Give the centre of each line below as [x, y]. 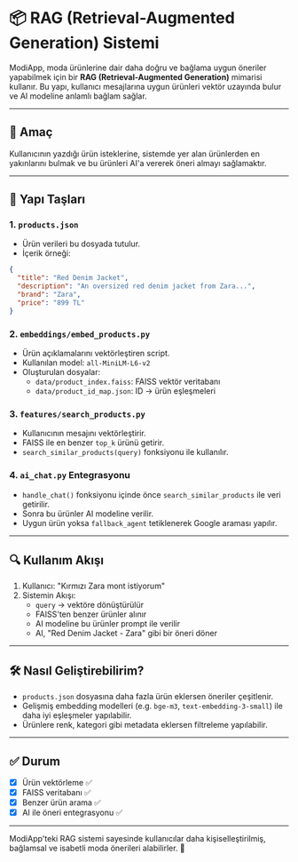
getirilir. [36, 504]
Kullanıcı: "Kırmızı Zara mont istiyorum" [94, 586]
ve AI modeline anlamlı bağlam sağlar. [78, 96]
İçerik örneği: [46, 253]
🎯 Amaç [31, 132]
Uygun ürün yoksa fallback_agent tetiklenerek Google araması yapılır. [149, 523]
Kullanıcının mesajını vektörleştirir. [84, 434]
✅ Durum [35, 761]
